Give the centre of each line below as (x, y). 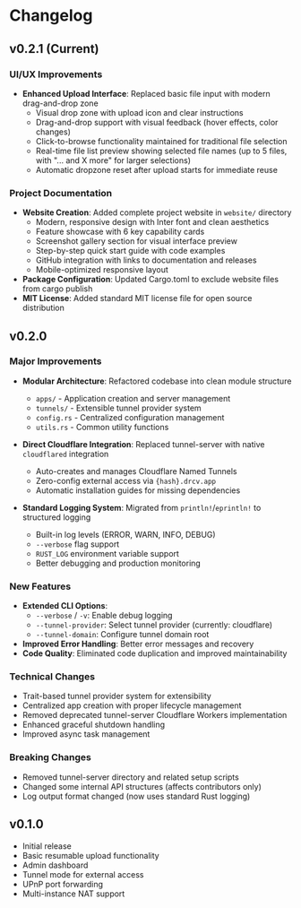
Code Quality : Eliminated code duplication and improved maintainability (155, 653)
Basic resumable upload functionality (90, 855)
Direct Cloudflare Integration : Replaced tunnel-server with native (143, 444)
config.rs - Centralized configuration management (130, 417)
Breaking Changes (51, 757)
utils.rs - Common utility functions (102, 427)
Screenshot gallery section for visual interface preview (136, 241)
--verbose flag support (77, 544)
